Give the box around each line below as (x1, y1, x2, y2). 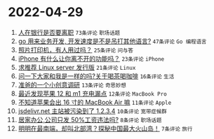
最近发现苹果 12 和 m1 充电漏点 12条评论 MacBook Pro (18, 89, 167, 98)
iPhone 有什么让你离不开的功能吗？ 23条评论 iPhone (18, 54, 165, 63)
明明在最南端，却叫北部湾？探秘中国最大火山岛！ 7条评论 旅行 (18, 124, 193, 133)
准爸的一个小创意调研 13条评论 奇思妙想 (18, 80, 127, 89)
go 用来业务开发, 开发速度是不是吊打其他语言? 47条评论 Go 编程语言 (18, 36, 207, 45)
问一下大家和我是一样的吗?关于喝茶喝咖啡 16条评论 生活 (18, 71, 175, 80)
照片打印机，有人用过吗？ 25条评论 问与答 (18, 45, 134, 54)
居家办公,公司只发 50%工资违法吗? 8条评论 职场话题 (18, 115, 162, 124)
